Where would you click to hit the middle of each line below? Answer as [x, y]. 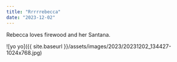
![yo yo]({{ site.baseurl [34, 46]
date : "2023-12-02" [31, 17]
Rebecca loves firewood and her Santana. [58, 34]
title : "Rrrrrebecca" [34, 12]
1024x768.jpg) [24, 52]
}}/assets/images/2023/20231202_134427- [117, 46]
